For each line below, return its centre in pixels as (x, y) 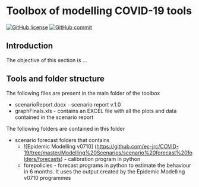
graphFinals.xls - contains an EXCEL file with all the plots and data (96, 111)
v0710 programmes (47, 178)
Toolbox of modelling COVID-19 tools (99, 11)
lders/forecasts (42, 159)
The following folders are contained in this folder (66, 128)
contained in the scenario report (54, 117)
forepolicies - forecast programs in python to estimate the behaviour (107, 165)
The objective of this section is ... (47, 60)
